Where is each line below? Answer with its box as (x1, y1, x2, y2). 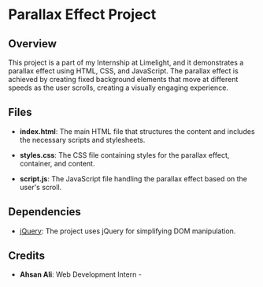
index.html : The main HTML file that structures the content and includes (19, 126, 255, 136)
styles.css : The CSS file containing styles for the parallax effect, (19, 150, 230, 159)
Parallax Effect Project (8, 6, 157, 24)
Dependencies (8, 205, 81, 218)
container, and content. (19, 158, 95, 168)
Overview (8, 37, 57, 50)
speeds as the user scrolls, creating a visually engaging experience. (8, 83, 228, 92)
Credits (8, 249, 46, 263)
